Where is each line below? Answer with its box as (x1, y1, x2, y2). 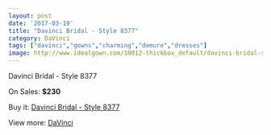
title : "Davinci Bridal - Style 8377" (8, 27, 139, 35)
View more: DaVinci (8, 118, 74, 127)
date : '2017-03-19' (8, 19, 74, 27)
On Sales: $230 (8, 87, 61, 96)
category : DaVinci (8, 34, 70, 43)
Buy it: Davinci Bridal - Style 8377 (8, 102, 120, 112)
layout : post (8, 11, 52, 20)
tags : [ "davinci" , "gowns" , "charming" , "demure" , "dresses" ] (8, 42, 207, 50)
